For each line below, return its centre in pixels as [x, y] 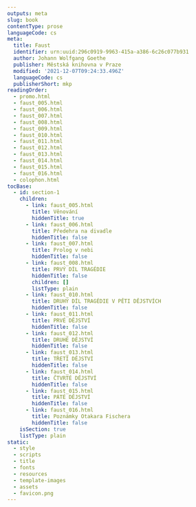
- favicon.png [33, 493]
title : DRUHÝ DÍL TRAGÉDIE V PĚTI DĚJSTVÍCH [97, 301]
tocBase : [20, 186]
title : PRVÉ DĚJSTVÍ [61, 321]
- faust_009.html [38, 129]
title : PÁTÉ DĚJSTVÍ [61, 397]
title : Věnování [55, 212]
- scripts [27, 455]
